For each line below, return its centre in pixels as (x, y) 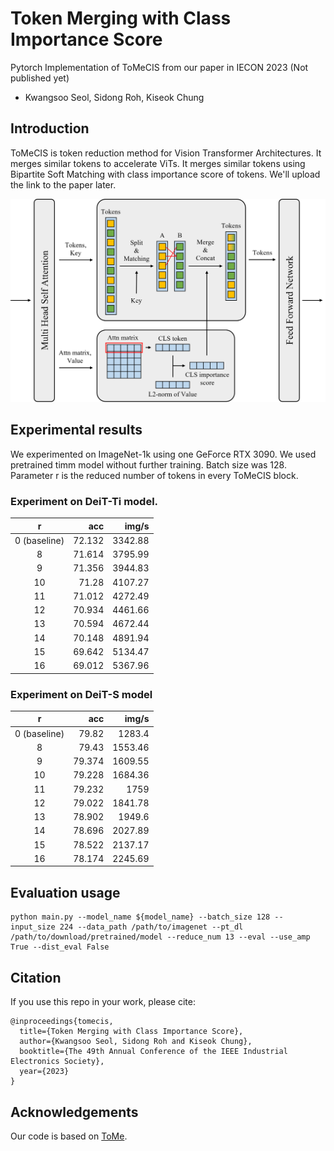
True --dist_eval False (60, 947)
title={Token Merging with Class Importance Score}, (131, 1032)
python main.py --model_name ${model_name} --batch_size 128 (140, 917)
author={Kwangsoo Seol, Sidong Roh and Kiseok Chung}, (136, 1042)
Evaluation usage (65, 892)
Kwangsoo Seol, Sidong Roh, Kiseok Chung (114, 97)
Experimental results (76, 430)
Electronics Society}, (57, 1062)
